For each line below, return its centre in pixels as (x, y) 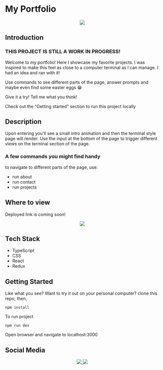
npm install (17, 308)
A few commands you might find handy (53, 157)
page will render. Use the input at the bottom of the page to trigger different (81, 139)
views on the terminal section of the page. (47, 144)
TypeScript (23, 251)
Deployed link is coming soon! (35, 214)
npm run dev (17, 326)
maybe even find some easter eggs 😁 (44, 87)
